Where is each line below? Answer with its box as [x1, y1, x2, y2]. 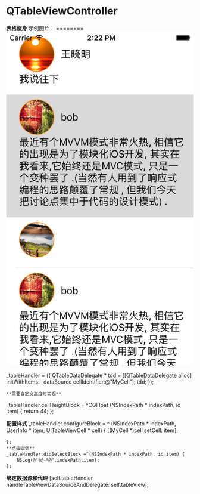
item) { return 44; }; [6, 407, 54, 415]
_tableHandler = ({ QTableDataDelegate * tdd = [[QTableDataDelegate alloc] [6, 372, 192, 379]
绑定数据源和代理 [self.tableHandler [6, 474, 93, 481]
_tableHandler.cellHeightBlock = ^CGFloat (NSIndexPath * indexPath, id [6, 401, 181, 408]
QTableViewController [6, 4, 118, 18]
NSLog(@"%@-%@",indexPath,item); [17, 457, 100, 463]
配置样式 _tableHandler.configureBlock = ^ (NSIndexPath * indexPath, [6, 419, 177, 427]
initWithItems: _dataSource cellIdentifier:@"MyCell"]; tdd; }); [6, 378, 154, 385]
